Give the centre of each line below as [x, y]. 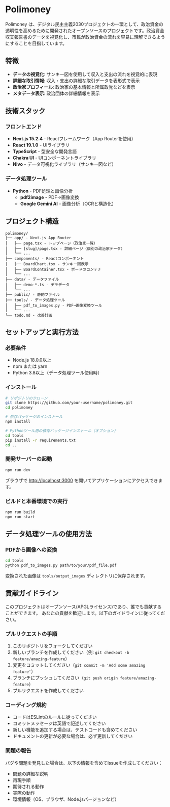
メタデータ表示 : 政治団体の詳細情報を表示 [56, 93]
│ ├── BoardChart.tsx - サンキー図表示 [47, 264]
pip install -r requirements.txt [41, 440]
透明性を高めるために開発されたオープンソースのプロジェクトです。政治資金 [85, 30]
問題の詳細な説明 [30, 773]
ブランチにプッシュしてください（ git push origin [65, 678]
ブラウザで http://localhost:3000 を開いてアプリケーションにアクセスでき [82, 480]
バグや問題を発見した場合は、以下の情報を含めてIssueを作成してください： [84, 763]
